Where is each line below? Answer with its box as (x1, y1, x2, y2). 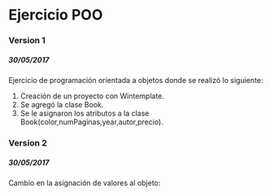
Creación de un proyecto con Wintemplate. (20, 91, 165, 101)
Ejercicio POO (8, 6, 103, 24)
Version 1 (8, 35, 46, 46)
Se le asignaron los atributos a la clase (20, 108, 150, 119)
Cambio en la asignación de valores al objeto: (8, 177, 161, 188)
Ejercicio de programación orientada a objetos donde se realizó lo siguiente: (8, 76, 263, 85)
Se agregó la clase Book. (20, 100, 104, 110)
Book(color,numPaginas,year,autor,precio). (20, 117, 164, 127)
